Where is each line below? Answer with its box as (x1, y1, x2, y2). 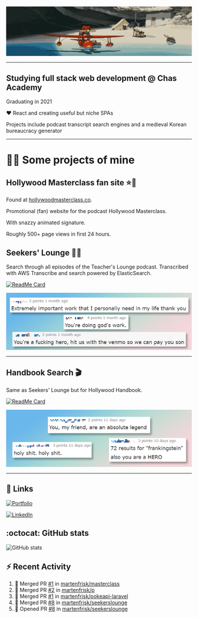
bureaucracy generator (6, 127, 62, 135)
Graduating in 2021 (6, 98, 52, 105)
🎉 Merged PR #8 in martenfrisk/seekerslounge (14, 599, 128, 606)
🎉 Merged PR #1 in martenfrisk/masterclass (14, 580, 120, 587)
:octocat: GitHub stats (6, 528, 90, 538)
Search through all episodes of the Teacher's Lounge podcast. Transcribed (6, 263, 189, 270)
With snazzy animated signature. (6, 219, 86, 226)
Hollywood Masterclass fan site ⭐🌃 (6, 178, 137, 188)
